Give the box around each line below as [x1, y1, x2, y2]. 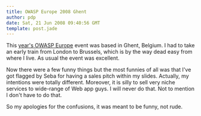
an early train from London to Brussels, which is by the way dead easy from [6, 48, 193, 56]
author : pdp [6, 14, 36, 20]
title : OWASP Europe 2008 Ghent [6, 8, 87, 15]
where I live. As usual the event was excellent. [6, 54, 120, 62]
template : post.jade [6, 25, 58, 32]
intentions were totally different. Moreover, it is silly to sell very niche [6, 79, 175, 86]
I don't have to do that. [6, 91, 62, 99]
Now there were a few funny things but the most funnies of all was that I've [6, 66, 191, 74]
